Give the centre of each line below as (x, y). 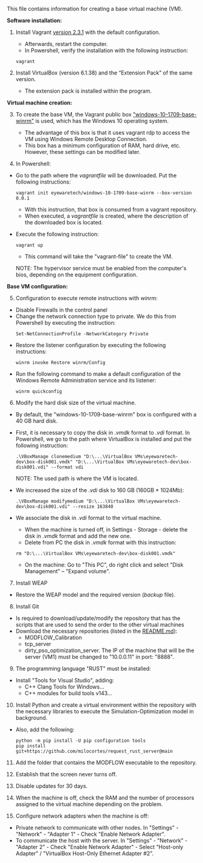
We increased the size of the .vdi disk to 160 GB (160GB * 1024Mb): (100, 490)
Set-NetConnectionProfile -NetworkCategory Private (82, 334)
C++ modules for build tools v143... (68, 693)
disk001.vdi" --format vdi (50, 467)
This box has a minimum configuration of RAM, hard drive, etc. (102, 145)
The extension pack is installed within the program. (88, 91)
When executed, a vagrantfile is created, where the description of (107, 216)
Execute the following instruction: (57, 234)
